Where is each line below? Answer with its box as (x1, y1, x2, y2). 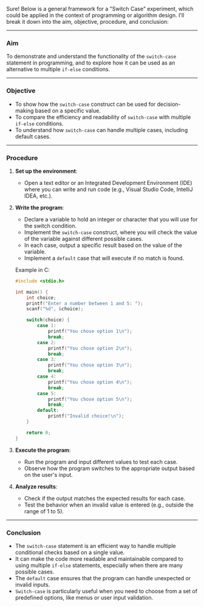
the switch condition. (24, 222, 77, 229)
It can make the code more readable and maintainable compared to (15, 555, 183, 562)
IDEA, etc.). (24, 192, 53, 199)
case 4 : (37, 373, 56, 380)
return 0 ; (26, 429, 51, 435)
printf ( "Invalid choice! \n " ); (47, 413, 124, 419)
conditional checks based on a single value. (15, 549, 125, 556)
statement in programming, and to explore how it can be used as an (6, 59, 175, 66)
